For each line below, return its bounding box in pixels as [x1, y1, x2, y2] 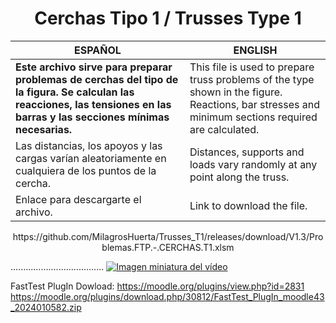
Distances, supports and [189, 145, 305, 159]
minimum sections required [189, 110, 318, 124]
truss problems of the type [189, 72, 315, 86]
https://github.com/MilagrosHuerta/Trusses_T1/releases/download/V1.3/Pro [12, 230, 324, 242]
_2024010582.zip [10, 301, 82, 313]
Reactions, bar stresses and [189, 97, 320, 111]
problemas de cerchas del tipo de [15, 72, 179, 86]
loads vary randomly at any [189, 157, 318, 171]
